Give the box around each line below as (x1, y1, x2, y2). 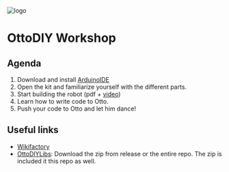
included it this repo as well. (16, 157, 96, 165)
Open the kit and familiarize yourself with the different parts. (16, 83, 187, 91)
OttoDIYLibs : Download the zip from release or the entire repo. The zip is (16, 149, 222, 158)
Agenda (7, 57, 42, 69)
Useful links (7, 124, 59, 136)
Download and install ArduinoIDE (16, 76, 109, 83)
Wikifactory (16, 142, 50, 150)
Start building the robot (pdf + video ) (16, 90, 121, 98)
